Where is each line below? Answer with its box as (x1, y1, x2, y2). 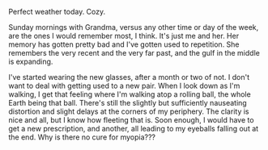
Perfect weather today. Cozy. (8, 7, 106, 16)
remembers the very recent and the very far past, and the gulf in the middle (8, 48, 261, 57)
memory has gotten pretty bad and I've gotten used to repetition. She (8, 40, 240, 49)
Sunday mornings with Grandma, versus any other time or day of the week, (8, 23, 259, 31)
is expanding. (8, 56, 53, 66)
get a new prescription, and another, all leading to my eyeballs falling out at (8, 124, 259, 133)
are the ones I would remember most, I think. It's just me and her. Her (8, 31, 240, 40)
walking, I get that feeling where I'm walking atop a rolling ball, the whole (8, 90, 251, 99)
